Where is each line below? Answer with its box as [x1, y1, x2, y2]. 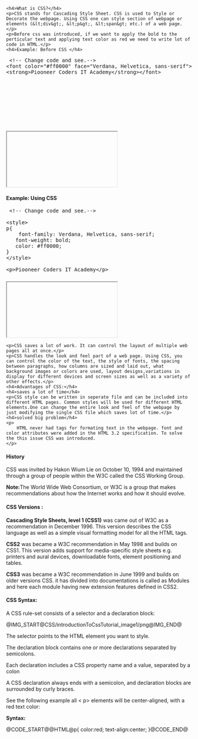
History [6, 453, 25, 460]
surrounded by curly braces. [6, 685, 75, 693]
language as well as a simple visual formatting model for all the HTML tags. [6, 529, 188, 536]
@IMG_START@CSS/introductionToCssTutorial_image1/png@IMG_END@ [6, 621, 182, 628]
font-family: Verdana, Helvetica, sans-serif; [18, 231, 155, 238]
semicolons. [6, 650, 36, 657]
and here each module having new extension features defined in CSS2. [6, 583, 179, 590]
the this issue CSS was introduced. [6, 435, 96, 441]
